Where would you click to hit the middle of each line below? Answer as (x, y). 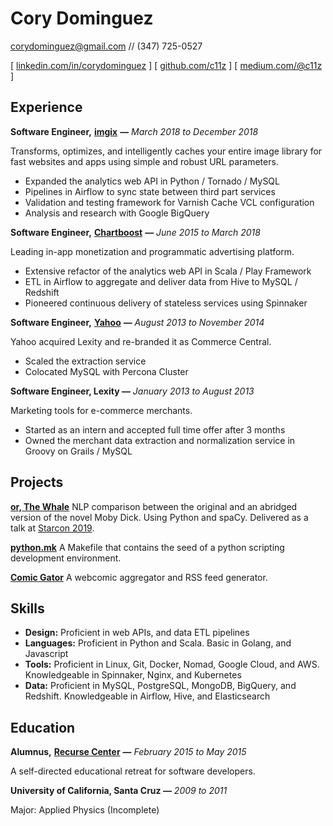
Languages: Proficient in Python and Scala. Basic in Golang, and (158, 643)
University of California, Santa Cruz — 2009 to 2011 (119, 791)
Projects (37, 482)
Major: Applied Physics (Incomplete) (85, 810)
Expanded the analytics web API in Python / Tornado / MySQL (152, 181)
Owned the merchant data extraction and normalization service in (160, 440)
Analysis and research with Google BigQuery (117, 213)
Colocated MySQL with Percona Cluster (106, 371)
